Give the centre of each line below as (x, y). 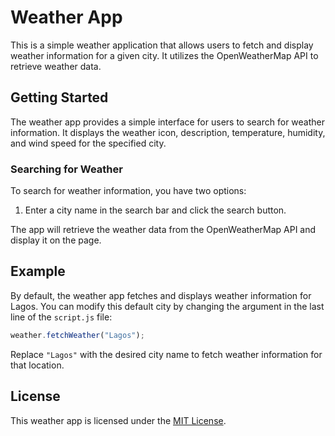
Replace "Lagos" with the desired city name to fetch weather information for (166, 354)
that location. (37, 365)
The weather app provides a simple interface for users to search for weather (167, 122)
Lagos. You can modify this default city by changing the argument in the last (167, 306)
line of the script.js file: (61, 317)
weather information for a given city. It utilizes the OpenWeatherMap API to (164, 55)
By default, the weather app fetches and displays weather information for (161, 295)
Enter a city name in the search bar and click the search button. (155, 210)
